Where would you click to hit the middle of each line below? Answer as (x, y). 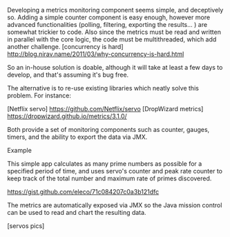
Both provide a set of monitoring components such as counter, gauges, (108, 130)
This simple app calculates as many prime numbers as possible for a (105, 164)
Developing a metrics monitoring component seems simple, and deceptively (115, 10)
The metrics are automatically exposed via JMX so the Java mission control (115, 205)
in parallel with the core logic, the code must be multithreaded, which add (112, 39)
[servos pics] (26, 226)
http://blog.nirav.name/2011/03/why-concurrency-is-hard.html (96, 54)
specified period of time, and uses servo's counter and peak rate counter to (115, 171)
